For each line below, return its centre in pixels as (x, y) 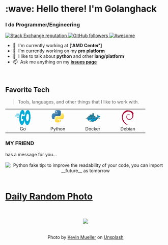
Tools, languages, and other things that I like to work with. (78, 102)
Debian (128, 129)
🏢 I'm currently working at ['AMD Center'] (57, 46)
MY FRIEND (20, 144)
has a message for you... (31, 154)
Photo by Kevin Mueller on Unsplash (86, 237)
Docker (93, 129)
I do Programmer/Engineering (43, 25)
